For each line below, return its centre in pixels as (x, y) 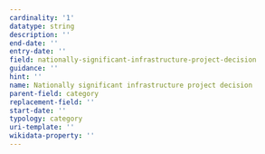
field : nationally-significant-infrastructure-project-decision (133, 60)
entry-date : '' (38, 52)
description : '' (40, 34)
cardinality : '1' (42, 18)
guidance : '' (34, 69)
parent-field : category (54, 93)
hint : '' (26, 77)
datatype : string (42, 26)
